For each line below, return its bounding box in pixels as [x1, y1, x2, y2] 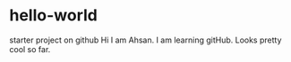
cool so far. [9, 43, 51, 54]
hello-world [9, 5, 98, 26]
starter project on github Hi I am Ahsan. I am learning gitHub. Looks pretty [9, 35, 282, 45]
